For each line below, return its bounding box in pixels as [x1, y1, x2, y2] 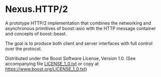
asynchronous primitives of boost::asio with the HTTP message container [5, 25, 156, 31]
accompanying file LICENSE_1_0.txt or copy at [5, 60, 99, 66]
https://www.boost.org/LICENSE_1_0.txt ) [5, 66, 87, 72]
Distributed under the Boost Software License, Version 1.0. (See [5, 55, 136, 61]
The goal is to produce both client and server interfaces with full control [5, 40, 153, 46]
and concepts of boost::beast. [5, 30, 67, 36]
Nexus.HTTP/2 [5, 3, 68, 15]
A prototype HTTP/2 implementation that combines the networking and [5, 20, 151, 26]
